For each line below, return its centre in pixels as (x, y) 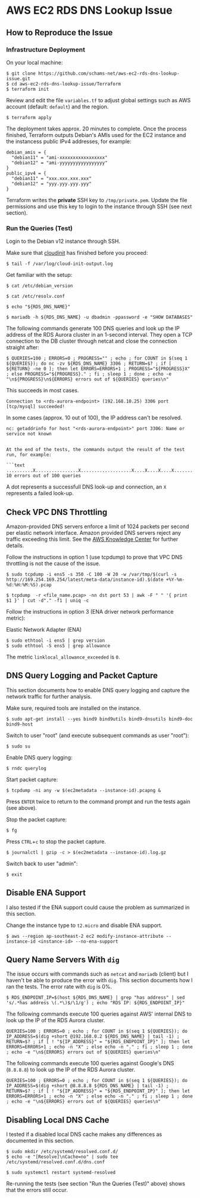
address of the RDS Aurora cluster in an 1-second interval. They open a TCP (99, 335)
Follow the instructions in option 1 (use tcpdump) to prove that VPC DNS (94, 557)
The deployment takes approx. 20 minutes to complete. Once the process (96, 129)
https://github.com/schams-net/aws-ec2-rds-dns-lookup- (109, 73)
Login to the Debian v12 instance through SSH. (63, 241)
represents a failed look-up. (40, 493)
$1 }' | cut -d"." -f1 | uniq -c (48, 600)
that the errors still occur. (37, 1190)
